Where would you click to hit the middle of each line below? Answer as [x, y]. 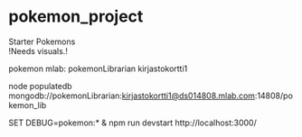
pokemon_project [76, 17]
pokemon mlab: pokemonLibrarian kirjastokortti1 [98, 68]
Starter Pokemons [42, 41]
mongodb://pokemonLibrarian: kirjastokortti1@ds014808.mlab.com [132, 96]
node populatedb [41, 86]
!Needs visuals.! [38, 50]
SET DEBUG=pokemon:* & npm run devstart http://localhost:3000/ [132, 123]
